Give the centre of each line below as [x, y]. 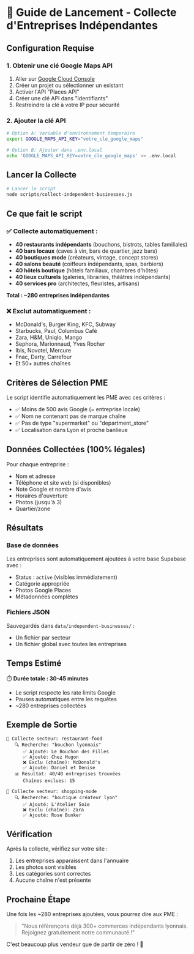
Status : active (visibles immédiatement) [66, 577]
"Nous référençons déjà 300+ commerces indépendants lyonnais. [105, 926]
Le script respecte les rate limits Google [65, 692]
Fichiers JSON [28, 613]
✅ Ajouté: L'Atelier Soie [56, 805]
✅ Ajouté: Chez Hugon [51, 757]
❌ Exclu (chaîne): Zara [53, 810]
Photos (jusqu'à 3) [39, 502]
